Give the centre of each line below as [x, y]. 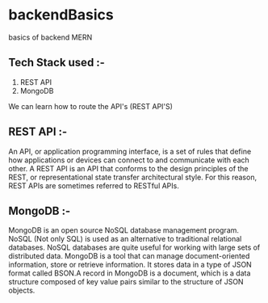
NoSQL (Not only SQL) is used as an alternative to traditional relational [125, 239]
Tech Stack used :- [57, 63]
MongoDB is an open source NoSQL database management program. [124, 230]
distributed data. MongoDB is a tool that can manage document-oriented [129, 256]
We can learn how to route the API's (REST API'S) [91, 106]
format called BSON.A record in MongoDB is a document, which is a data [130, 273]
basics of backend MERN [50, 37]
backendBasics [61, 15]
